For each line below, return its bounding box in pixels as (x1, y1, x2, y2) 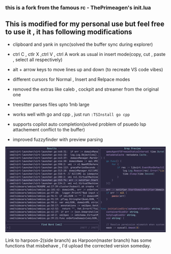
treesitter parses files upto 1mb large (12, 101, 90, 107)
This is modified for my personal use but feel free (5, 20, 164, 29)
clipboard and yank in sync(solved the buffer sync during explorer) (12, 41, 153, 47)
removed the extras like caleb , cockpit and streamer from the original (12, 86, 159, 92)
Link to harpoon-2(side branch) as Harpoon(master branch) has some (5, 237, 152, 243)
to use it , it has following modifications (5, 27, 132, 37)
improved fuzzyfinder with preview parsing (12, 136, 103, 143)
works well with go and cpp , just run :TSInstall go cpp (12, 111, 130, 117)
